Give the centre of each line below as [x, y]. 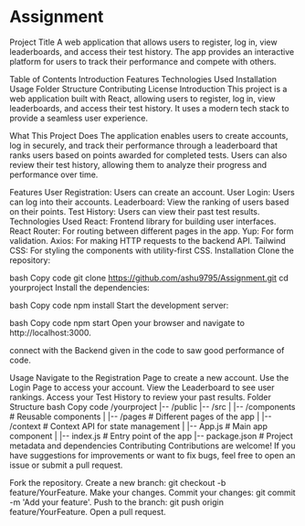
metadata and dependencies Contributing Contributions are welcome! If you [152, 446]
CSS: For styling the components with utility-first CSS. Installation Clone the [152, 250]
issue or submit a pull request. [66, 465]
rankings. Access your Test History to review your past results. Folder [141, 397]
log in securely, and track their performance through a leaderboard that [144, 145]
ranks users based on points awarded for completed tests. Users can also [148, 155]
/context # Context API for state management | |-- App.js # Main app [138, 426]
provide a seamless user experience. [79, 118]
